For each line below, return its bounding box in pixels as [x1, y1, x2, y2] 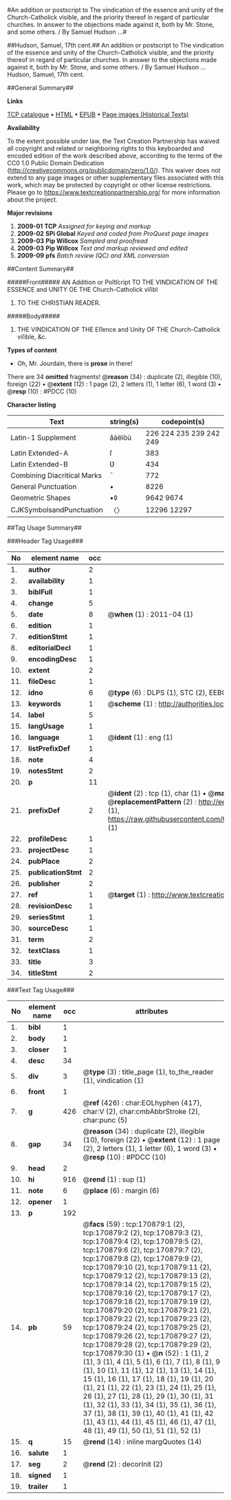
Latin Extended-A [10, 449, 69, 458]
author [28, 565, 51, 574]
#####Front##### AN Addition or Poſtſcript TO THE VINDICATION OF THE [7, 278, 219, 286]
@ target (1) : [107, 890, 151, 899]
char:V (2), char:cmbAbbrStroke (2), [82, 1107, 201, 1116]
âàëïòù [109, 433, 132, 442]
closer [28, 1045, 49, 1054]
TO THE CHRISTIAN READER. [16, 299, 101, 307]
